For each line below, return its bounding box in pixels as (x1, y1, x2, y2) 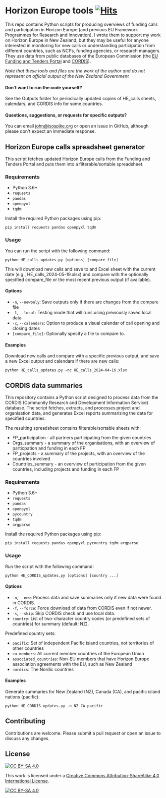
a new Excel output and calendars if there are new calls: (5, 358, 120, 364)
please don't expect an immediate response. (5, 128, 96, 134)
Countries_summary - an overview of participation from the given (12, 461, 146, 467)
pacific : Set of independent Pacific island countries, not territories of (12, 640, 155, 646)
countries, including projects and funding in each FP (12, 466, 119, 472)
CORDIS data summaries (5, 381, 83, 390)
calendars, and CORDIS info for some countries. (5, 101, 103, 107)
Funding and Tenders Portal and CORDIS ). (5, 58, 91, 64)
